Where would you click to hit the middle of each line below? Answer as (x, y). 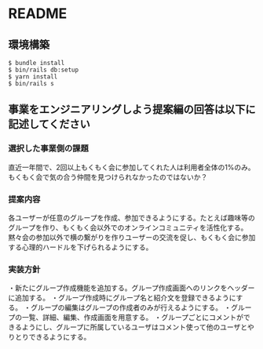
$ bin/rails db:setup (44, 70)
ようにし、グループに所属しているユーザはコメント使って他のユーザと (135, 327)
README (38, 14)
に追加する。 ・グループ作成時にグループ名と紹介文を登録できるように (122, 298)
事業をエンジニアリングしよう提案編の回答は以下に (132, 109)
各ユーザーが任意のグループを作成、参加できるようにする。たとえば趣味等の (131, 217)
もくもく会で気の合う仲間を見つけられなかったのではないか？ (108, 176)
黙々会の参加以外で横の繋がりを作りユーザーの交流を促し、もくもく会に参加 (132, 237)
